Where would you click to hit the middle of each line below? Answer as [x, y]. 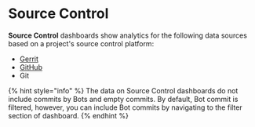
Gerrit [29, 59]
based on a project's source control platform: [81, 43]
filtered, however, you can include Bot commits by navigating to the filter [125, 107]
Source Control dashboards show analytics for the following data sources [127, 35]
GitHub [31, 67]
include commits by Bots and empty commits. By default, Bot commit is [123, 99]
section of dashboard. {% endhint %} [69, 115]
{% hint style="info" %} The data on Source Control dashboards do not [123, 90]
